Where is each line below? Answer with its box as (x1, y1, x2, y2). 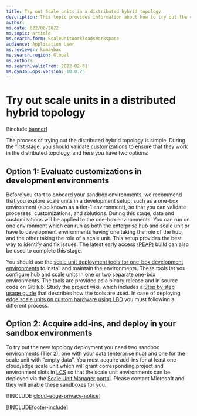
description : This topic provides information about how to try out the (6, 14, 188, 20)
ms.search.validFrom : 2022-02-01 (6, 63, 88, 69)
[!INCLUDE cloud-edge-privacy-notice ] (6, 392, 101, 399)
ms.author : (6, 57, 33, 63)
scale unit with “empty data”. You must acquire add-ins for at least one (6, 356, 176, 363)
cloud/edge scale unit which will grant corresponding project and (6, 362, 164, 369)
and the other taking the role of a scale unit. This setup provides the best (6, 235, 182, 241)
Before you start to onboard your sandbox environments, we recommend (6, 191, 182, 198)
